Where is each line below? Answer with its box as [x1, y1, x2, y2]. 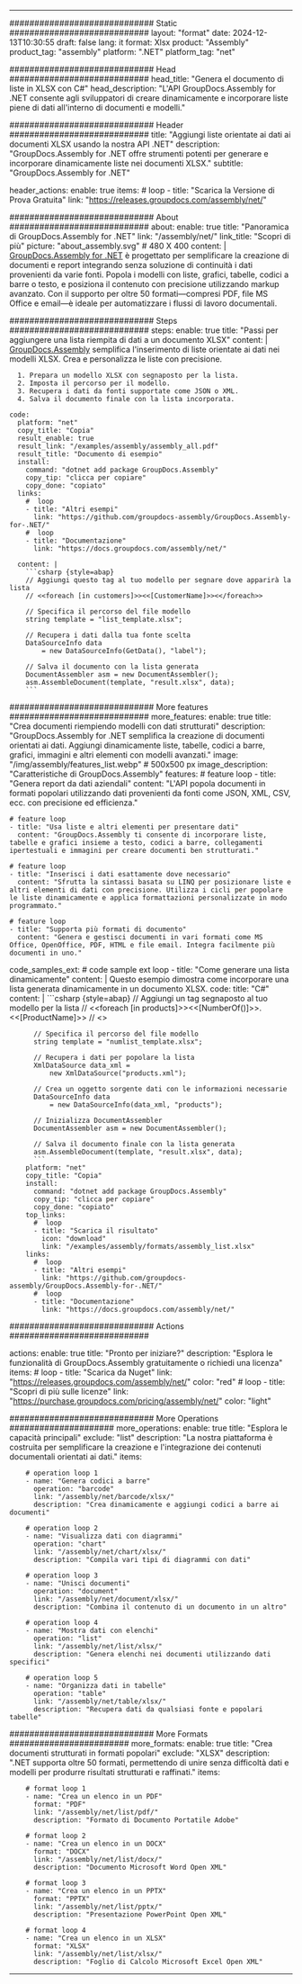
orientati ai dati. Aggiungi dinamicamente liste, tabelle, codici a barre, [9, 740, 265, 750]
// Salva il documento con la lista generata [25, 662, 200, 671]
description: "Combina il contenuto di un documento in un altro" [32, 1602, 288, 1611]
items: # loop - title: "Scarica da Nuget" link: [9, 1367, 173, 1378]
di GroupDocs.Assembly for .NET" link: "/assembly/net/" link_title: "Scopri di [9, 231, 291, 241]
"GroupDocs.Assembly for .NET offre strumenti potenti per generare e [9, 148, 269, 158]
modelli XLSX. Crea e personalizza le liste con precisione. [9, 354, 223, 364]
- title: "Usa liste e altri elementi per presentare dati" [9, 822, 240, 831]
